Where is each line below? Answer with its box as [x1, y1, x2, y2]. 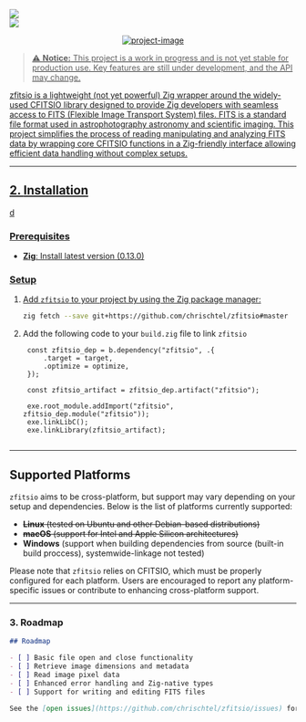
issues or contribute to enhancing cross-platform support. [41, 585, 260, 596]
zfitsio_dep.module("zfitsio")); [22, 410, 150, 419]
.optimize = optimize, [43, 361, 129, 371]
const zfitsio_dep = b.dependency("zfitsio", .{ [26, 346, 216, 355]
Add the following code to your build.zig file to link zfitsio [22, 329, 248, 340]
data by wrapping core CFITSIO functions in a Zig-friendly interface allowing [9, 138, 296, 149]
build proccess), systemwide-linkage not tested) [22, 548, 205, 559]
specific [9, 585, 40, 596]
